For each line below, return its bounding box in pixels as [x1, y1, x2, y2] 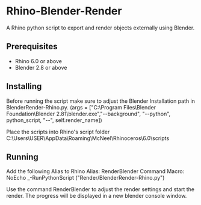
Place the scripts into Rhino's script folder [6, 128, 110, 135]
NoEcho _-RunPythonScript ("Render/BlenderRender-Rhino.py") [6, 174, 165, 182]
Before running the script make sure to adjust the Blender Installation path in [6, 97, 196, 105]
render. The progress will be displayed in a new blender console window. [6, 192, 187, 200]
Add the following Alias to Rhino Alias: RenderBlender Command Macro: [6, 168, 185, 175]
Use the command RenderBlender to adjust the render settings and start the [6, 186, 194, 193]
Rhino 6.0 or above [14, 57, 62, 64]
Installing [6, 81, 42, 91]
